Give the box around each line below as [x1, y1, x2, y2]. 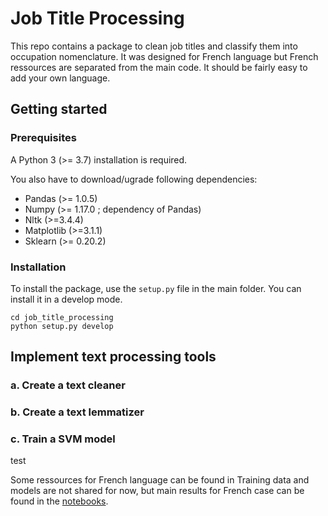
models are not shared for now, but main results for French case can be [10, 485, 305, 497]
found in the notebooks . [10, 495, 109, 507]
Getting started [10, 101, 108, 118]
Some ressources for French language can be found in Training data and [10, 474, 310, 486]
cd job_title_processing [10, 312, 114, 322]
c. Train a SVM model [10, 432, 116, 446]
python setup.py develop [10, 321, 114, 331]
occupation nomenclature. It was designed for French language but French [10, 50, 319, 62]
